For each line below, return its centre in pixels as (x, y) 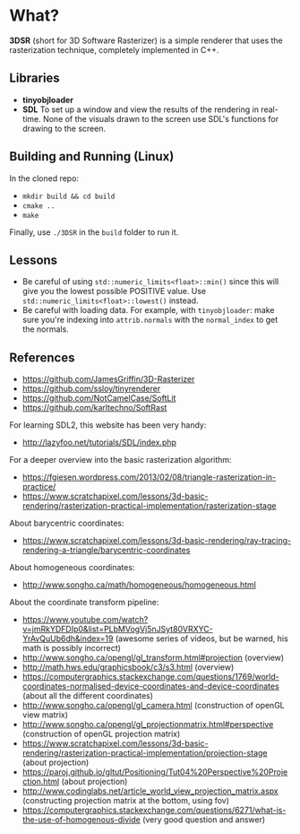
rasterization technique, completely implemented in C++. (114, 49)
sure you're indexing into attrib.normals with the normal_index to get (150, 320)
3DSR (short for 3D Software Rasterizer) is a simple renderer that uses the (146, 40)
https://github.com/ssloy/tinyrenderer (91, 389)
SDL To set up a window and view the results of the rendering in (141, 109)
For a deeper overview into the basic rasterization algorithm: (120, 460)
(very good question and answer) (204, 820)
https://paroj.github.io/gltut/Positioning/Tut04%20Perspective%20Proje (155, 772)
